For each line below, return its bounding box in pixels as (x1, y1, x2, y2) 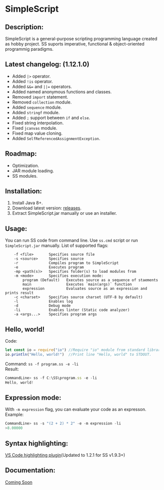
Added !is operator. (12, 78, 53, 84)
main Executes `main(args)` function (22, 282, 132, 287)
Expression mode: (5, 393, 61, 402)
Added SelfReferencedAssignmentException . (12, 135, 101, 141)
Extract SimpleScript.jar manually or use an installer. (12, 210, 117, 216)
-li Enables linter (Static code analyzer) (14, 307, 130, 313)
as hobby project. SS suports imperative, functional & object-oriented (5, 41, 145, 47)
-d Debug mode (14, 304, 71, 308)
